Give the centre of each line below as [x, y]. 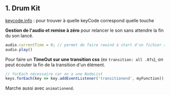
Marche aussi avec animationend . [40, 88]
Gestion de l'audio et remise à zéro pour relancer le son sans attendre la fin [84, 30]
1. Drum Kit [23, 8]
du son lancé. [19, 35]
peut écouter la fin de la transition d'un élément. [55, 65]
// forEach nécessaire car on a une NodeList [54, 74]
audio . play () [19, 50]
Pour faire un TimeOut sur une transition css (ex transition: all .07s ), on [84, 59]
